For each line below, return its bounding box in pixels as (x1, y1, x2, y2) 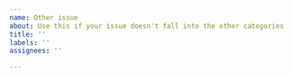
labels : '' (9, 38, 50, 47)
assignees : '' (9, 47, 63, 56)
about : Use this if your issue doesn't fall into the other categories (9, 21, 284, 30)
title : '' (9, 30, 47, 38)
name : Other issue (9, 13, 78, 22)
